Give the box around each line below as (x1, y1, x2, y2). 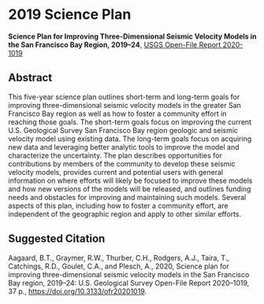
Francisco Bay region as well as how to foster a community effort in (8, 109, 227, 118)
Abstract (8, 71, 53, 84)
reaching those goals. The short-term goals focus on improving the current (8, 117, 252, 127)
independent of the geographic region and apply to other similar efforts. (8, 209, 242, 218)
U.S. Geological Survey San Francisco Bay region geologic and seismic (8, 125, 239, 135)
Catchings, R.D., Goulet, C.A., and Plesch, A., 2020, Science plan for (8, 261, 230, 271)
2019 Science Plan (8, 6, 132, 24)
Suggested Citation (8, 232, 106, 246)
